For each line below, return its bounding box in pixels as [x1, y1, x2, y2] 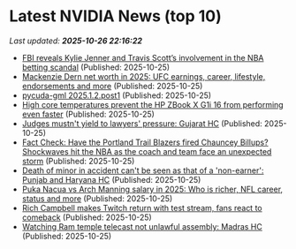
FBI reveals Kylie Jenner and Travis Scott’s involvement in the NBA [21, 52, 264, 63]
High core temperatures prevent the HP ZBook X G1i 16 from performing [21, 99, 285, 109]
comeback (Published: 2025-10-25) [21, 212, 152, 223]
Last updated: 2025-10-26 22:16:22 [9, 35, 143, 46]
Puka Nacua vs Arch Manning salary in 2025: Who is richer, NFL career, [21, 184, 284, 194]
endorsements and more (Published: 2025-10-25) [21, 80, 203, 91]
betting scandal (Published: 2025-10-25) [21, 62, 171, 72]
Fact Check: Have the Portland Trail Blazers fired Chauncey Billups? [21, 137, 269, 147]
